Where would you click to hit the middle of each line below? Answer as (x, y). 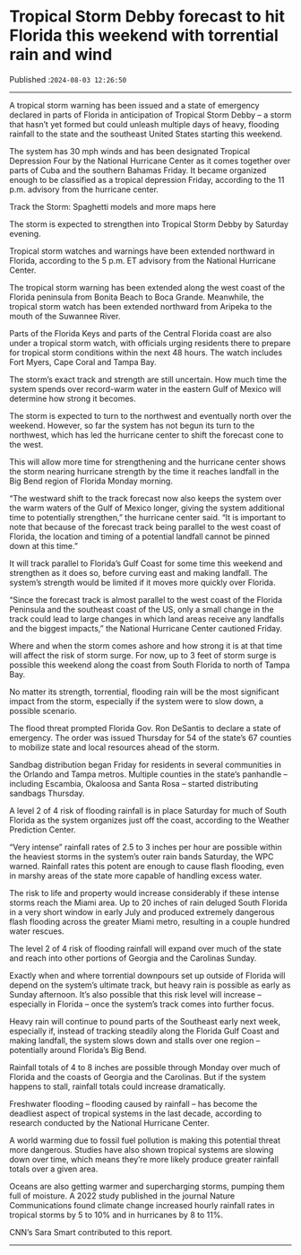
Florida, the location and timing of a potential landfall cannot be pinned (140, 536)
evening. (26, 233)
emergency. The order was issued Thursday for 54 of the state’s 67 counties (150, 737)
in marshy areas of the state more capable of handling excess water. (136, 876)
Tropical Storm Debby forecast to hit (147, 17)
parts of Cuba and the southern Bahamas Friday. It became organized (138, 170)
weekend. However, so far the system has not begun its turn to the (132, 425)
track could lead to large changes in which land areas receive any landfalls (147, 619)
